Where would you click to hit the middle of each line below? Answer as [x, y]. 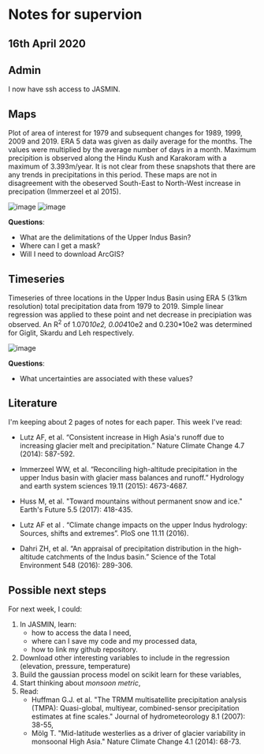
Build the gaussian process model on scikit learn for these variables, [130, 674]
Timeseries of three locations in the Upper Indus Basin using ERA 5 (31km [128, 298]
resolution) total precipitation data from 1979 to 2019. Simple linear [116, 306]
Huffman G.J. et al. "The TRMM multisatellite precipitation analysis [139, 700]
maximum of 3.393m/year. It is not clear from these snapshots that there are [132, 166]
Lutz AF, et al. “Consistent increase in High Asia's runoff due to [122, 437]
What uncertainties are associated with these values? [106, 378]
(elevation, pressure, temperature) [75, 667]
